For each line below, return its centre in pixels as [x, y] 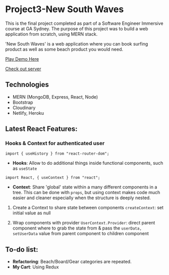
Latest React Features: [41, 129]
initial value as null [32, 213]
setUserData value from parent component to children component [80, 234]
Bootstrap [23, 102]
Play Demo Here [22, 59]
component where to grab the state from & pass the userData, [77, 228]
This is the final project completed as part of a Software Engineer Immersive [84, 23]
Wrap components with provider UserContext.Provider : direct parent [84, 223]
